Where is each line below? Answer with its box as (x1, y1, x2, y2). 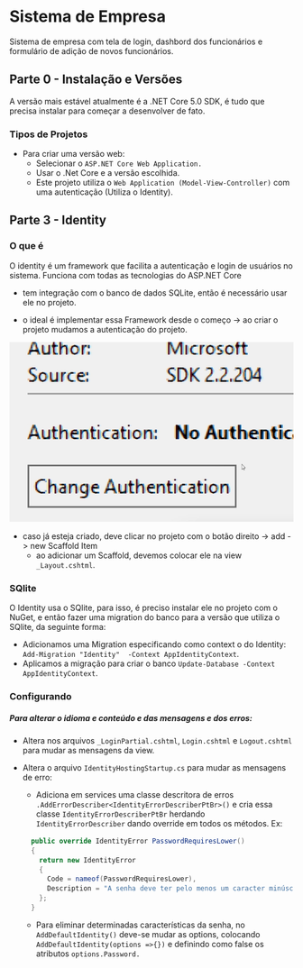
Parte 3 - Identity (9, 213, 106, 228)
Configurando (9, 689, 72, 702)
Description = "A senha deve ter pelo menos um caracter (46, 884, 266, 893)
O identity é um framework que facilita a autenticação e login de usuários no (9, 260, 293, 271)
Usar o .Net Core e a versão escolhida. (35, 168, 180, 178)
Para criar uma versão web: (22, 149, 125, 160)
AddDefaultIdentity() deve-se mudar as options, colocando (35, 928, 261, 939)
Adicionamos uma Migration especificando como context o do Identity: (22, 639, 287, 650)
